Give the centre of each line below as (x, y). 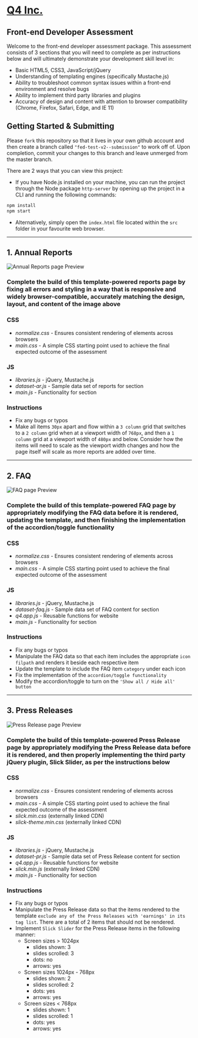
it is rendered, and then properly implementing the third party (96, 754)
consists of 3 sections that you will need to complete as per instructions (94, 52)
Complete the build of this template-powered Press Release (94, 740)
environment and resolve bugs (52, 89)
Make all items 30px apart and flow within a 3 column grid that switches (100, 427)
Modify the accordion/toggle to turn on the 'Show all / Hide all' (95, 681)
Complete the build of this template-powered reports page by (96, 282)
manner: (25, 935)
